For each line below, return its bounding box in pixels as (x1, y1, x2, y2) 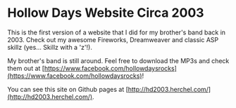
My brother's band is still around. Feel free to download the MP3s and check (7, 56, 230, 65)
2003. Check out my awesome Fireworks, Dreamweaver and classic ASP (7, 35, 219, 43)
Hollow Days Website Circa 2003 (7, 5, 204, 21)
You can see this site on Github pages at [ (7, 85, 129, 93)
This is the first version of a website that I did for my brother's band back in (7, 28, 226, 36)
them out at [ (7, 64, 44, 72)
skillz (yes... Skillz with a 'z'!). (7, 43, 93, 51)
